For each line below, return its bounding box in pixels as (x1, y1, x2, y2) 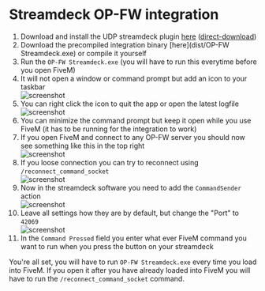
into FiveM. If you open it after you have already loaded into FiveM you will (9, 265, 251, 274)
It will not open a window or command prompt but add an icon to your (20, 74, 248, 83)
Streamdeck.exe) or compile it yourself (20, 48, 147, 58)
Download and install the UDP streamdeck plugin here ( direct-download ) (20, 32, 257, 41)
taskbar (20, 81, 46, 92)
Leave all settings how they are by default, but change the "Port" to (20, 208, 240, 217)
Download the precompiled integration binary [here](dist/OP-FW (20, 40, 230, 49)
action (20, 191, 42, 201)
